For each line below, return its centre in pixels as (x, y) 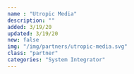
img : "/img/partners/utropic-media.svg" (68, 47)
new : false (23, 40)
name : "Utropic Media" (42, 14)
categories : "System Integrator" (56, 60)
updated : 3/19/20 (33, 33)
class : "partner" (33, 54)
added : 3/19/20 (30, 27)
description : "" (31, 20)
